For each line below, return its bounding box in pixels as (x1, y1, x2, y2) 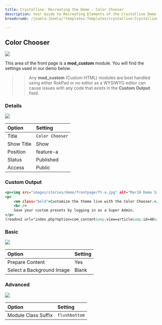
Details (5, 102, 22, 109)
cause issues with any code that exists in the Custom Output (28, 85, 150, 91)
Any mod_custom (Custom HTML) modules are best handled (28, 75, 150, 81)
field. (28, 90, 40, 96)
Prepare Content (7, 259, 45, 266)
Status (7, 156, 22, 163)
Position (7, 148, 26, 155)
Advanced (5, 281, 30, 288)
